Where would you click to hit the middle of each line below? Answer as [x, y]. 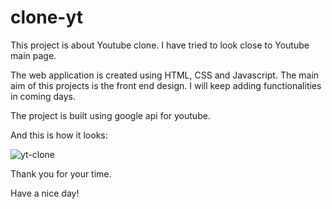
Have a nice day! [45, 193]
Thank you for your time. [61, 173]
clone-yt [47, 17]
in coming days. [43, 96]
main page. [33, 55]
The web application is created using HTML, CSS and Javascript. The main [165, 75]
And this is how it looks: [59, 135]
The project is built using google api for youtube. [110, 115]
